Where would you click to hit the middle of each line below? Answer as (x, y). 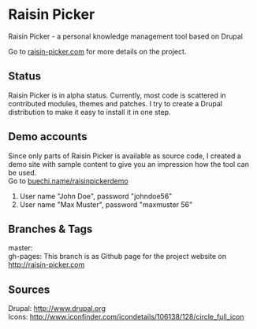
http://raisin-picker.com (47, 264)
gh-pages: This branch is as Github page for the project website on (117, 257)
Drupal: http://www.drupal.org (57, 309)
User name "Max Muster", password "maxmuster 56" (106, 204)
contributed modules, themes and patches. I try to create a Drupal (115, 103)
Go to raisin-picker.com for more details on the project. (97, 51)
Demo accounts (48, 137)
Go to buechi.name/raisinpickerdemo (68, 181)
